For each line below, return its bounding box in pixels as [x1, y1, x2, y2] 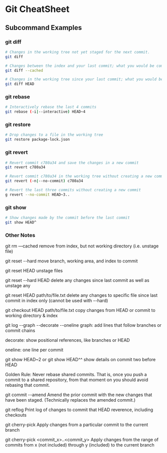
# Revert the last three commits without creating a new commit [5, 188, 141, 193]
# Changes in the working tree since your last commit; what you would [5, 77, 157, 82]
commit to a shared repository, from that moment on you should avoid [5, 377, 148, 383]
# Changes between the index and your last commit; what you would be [5, 63, 155, 68]
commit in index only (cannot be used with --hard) [5, 298, 108, 304]
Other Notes [5, 231, 36, 238]
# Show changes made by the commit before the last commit [5, 216, 130, 221]
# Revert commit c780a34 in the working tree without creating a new [5, 174, 153, 179]
